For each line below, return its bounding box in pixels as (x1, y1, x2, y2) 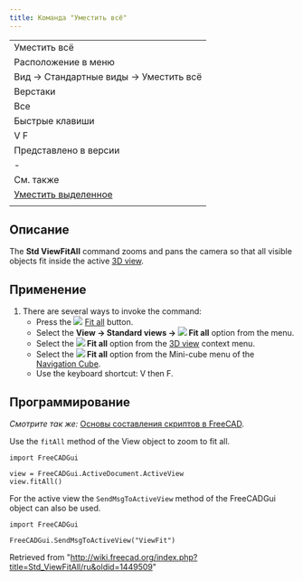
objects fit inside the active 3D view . (9, 255, 145, 267)
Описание (9, 223, 70, 238)
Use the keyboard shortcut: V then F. (35, 368, 174, 379)
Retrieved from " (9, 552, 71, 563)
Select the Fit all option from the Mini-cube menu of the (35, 349, 255, 360)
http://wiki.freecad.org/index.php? (70, 552, 198, 563)
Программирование (9, 395, 131, 410)
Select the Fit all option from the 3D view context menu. (35, 338, 256, 349)
